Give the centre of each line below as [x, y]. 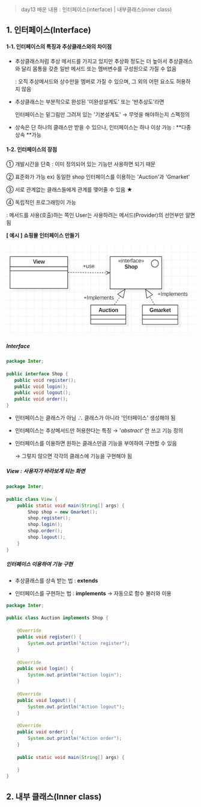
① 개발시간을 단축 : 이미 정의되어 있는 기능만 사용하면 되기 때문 [81, 164]
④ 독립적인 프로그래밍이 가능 [41, 202]
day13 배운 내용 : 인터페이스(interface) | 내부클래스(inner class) [96, 9]
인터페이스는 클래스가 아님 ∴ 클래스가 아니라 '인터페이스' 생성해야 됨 [95, 418]
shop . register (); [49, 518]
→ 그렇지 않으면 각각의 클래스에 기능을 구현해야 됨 [73, 456]
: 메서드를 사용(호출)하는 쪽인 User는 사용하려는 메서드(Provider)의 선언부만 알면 [101, 215]
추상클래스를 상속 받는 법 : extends [56, 580]
